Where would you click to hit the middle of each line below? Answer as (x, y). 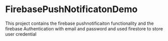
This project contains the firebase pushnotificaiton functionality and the (79, 23)
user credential (21, 34)
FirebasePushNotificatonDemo (71, 9)
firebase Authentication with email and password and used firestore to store (84, 28)
